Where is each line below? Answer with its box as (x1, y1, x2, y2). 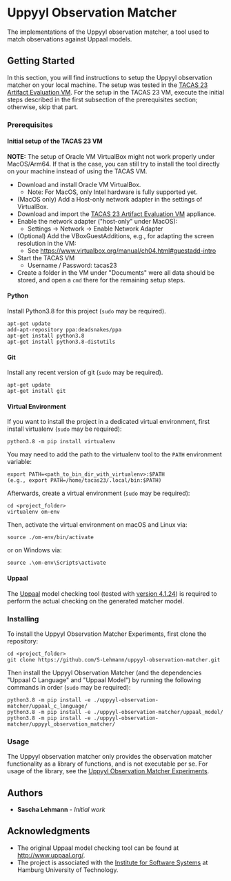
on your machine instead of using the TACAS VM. (7, 167, 148, 175)
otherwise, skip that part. (7, 102, 79, 111)
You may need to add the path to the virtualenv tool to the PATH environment (7, 450, 222, 458)
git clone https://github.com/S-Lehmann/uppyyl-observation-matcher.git (7, 656, 221, 664)
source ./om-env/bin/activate (7, 534, 94, 541)
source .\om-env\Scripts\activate (7, 559, 107, 567)
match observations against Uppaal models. (7, 35, 132, 43)
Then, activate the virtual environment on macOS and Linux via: (7, 521, 188, 529)
